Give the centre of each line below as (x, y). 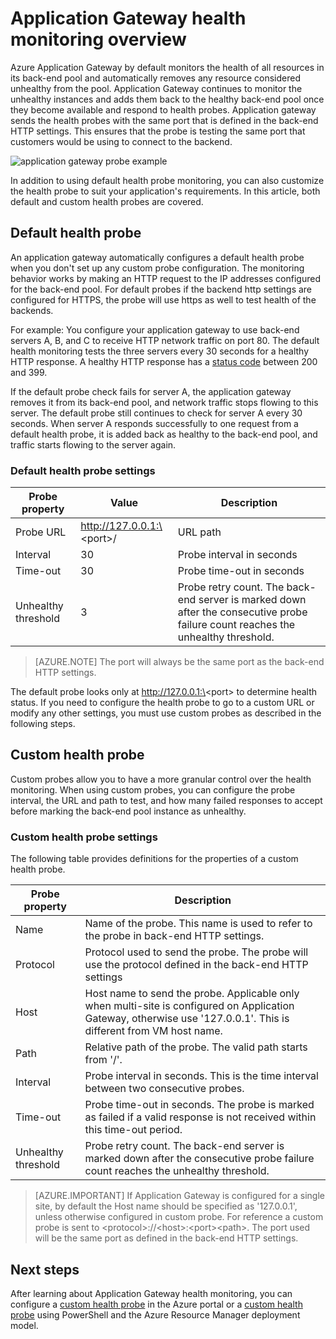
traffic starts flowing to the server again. (93, 444)
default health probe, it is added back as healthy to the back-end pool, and (164, 434)
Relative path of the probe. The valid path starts (196, 1047)
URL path (199, 532)
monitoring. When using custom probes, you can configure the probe (153, 789)
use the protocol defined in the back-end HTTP (196, 965)
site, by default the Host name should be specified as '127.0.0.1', (166, 1206)
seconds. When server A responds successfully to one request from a (154, 423)
